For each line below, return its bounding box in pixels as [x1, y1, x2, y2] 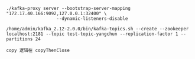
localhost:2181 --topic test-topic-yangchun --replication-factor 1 [6, 31, 178, 37]
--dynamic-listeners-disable [56, 16, 128, 22]
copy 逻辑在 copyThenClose [6, 47, 70, 53]
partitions [6, 36, 33, 42]
